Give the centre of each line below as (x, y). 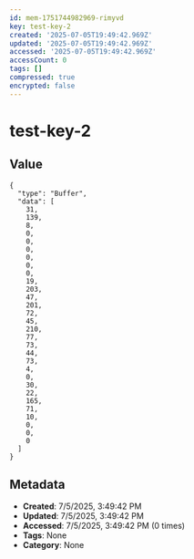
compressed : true (42, 78)
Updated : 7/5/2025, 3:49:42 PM (83, 516)
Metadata (37, 485)
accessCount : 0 (38, 60)
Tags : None (45, 535)
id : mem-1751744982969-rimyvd (67, 18)
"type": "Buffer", (53, 193)
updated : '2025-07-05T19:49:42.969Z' (81, 43)
